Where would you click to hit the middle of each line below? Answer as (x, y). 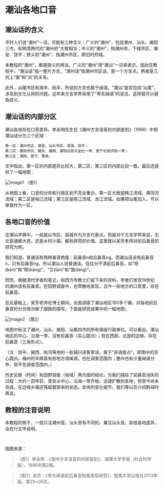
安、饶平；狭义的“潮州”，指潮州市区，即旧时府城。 (56, 55)
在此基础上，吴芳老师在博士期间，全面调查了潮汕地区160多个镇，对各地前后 (81, 303)
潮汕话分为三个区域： (26, 136)
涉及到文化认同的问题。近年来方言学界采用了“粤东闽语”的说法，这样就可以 (80, 94)
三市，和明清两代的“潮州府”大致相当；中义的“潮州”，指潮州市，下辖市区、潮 (82, 48)
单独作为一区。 (20, 205)
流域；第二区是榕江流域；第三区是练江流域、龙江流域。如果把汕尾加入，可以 (82, 199)
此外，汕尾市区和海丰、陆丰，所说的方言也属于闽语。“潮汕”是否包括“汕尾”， (82, 88)
